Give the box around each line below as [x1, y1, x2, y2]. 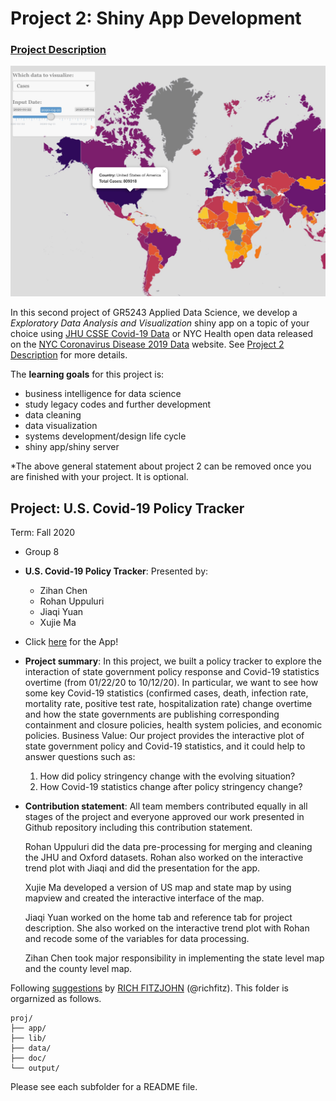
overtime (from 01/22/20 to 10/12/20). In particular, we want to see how [24, 676, 319, 688]
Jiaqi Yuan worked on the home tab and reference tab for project [24, 911, 293, 923]
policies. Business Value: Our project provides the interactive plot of [24, 729, 305, 741]
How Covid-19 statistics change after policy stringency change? [39, 780, 303, 792]
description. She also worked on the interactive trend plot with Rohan [24, 922, 310, 934]
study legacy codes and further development [24, 398, 212, 411]
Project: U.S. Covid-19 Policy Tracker [10, 500, 245, 517]
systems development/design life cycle [24, 430, 187, 442]
